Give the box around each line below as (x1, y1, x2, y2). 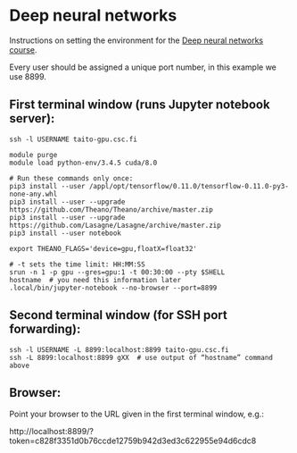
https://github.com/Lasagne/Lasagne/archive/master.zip (9, 221, 221, 230)
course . (9, 44, 37, 55)
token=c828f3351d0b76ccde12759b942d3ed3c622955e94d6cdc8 (9, 435, 257, 447)
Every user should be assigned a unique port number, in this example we (9, 62, 276, 72)
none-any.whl (9, 189, 58, 198)
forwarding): (9, 322, 81, 337)
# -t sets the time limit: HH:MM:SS (9, 260, 145, 269)
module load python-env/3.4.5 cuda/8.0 (9, 158, 158, 167)
